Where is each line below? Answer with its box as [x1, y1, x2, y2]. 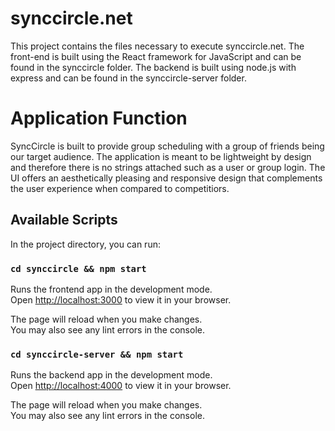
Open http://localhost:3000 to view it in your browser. [10, 293, 232, 306]
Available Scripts [10, 212, 118, 229]
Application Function [10, 107, 188, 130]
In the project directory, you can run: [10, 238, 161, 250]
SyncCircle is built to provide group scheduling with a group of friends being [10, 140, 325, 152]
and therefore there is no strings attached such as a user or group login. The [10, 161, 326, 173]
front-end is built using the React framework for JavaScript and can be [10, 50, 302, 62]
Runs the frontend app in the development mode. [10, 283, 213, 295]
